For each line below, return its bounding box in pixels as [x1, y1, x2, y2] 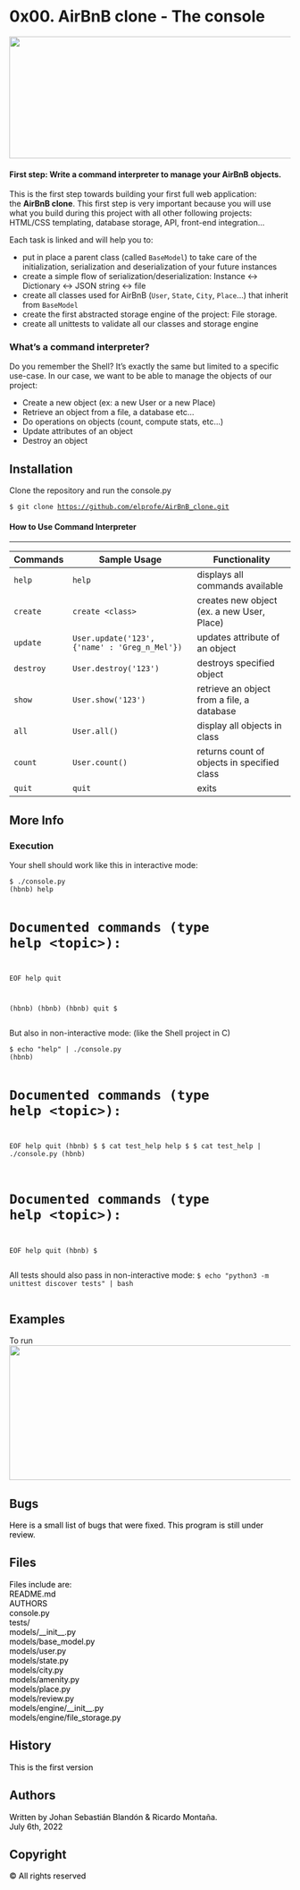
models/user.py [9, 1645, 67, 1656]
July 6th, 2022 [9, 1821, 63, 1832]
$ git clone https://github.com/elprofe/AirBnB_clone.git [9, 503, 229, 512]
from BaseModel [21, 300, 79, 311]
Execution [9, 839, 54, 852]
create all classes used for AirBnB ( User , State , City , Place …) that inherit [21, 290, 288, 301]
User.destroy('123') [72, 664, 160, 674]
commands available [196, 580, 284, 592]
